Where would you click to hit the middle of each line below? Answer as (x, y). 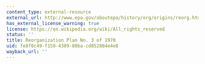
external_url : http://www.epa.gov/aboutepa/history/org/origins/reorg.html (105, 18)
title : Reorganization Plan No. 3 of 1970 (61, 40)
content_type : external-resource (49, 12)
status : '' (20, 35)
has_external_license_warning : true (53, 23)
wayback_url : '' (27, 52)
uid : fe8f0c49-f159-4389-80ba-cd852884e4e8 (63, 46)
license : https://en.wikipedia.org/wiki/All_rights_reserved (86, 29)
